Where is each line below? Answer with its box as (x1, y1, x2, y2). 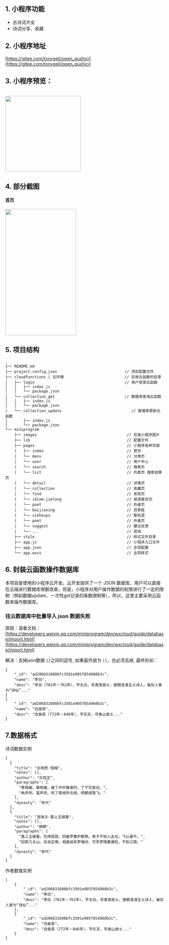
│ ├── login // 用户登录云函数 (5, 380, 158, 385)
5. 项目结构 (5, 346, 39, 354)
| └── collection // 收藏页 (14, 486, 145, 491)
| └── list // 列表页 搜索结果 (14, 469, 162, 475)
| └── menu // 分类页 (14, 454, 145, 459)
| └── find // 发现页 (14, 491, 145, 496)
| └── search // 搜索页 (14, 464, 145, 469)
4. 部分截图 (5, 182, 40, 191)
